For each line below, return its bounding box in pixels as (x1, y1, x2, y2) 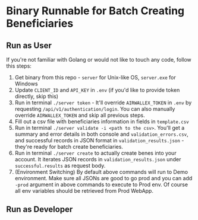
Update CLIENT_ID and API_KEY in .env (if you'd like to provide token (14, 87, 180, 93)
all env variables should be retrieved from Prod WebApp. (14, 187, 153, 194)
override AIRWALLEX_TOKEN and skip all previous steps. (14, 111, 145, 119)
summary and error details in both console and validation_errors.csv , (14, 130, 188, 138)
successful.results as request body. (14, 162, 106, 169)
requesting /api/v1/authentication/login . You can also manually (14, 106, 175, 112)
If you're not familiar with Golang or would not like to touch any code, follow (6, 56, 191, 63)
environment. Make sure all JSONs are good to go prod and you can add (14, 175, 193, 181)
